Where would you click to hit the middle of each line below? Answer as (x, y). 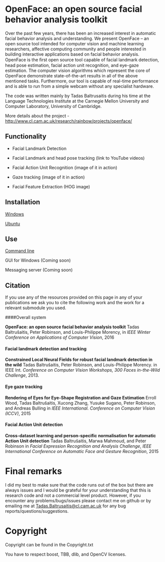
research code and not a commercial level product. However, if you (73, 495)
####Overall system (26, 317)
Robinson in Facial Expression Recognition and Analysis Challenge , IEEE (78, 446)
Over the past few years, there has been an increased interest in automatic (81, 33)
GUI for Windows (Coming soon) (38, 260)
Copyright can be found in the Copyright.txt (49, 544)
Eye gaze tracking (24, 386)
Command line (20, 251)
